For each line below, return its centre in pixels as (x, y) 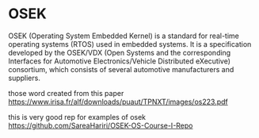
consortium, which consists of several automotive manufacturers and (121, 69)
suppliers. (25, 78)
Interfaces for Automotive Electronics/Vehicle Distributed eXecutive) (120, 61)
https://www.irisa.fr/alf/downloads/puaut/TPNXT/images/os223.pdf (118, 102)
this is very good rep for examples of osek (77, 117)
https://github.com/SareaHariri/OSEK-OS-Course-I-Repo (101, 125)
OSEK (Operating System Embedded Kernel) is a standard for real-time (124, 36)
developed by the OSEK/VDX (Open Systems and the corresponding (120, 52)
